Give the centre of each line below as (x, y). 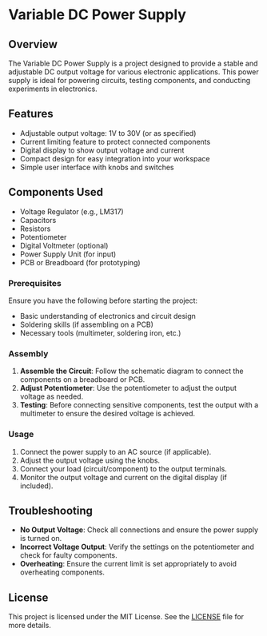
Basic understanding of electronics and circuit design (108, 316)
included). (36, 486)
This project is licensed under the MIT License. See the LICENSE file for (126, 617)
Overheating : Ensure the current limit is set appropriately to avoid (128, 564)
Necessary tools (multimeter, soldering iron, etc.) (100, 332)
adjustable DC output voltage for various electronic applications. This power (134, 72)
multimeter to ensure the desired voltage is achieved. (108, 414)
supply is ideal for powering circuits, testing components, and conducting (130, 80)
